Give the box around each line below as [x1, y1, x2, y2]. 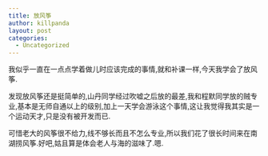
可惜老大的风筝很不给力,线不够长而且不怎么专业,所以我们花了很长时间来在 [8, 129, 251, 138]
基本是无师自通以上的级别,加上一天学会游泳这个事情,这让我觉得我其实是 [17, 102, 254, 111]
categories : [8, 34, 48, 42]
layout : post [8, 26, 52, 34]
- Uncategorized [15, 42, 70, 50]
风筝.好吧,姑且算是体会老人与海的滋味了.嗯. [22, 138, 164, 148]
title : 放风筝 [8, 11, 52, 20]
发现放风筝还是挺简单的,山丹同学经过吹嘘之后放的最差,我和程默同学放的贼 [8, 91, 251, 101]
